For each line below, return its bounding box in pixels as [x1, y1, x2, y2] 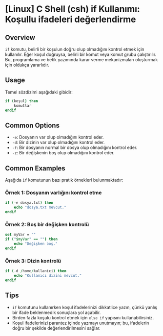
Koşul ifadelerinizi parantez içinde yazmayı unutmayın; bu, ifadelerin [12, 320, 149, 326]
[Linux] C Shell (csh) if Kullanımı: [5, 3, 140, 15]
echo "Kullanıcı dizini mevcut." [14, 273, 82, 278]
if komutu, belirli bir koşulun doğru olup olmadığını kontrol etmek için [5, 47, 144, 52]
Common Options [5, 121, 60, 129]
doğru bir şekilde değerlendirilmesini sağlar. [12, 325, 101, 331]
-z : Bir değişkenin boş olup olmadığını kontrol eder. [12, 150, 115, 156]
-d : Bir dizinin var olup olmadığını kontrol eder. [12, 140, 105, 145]
